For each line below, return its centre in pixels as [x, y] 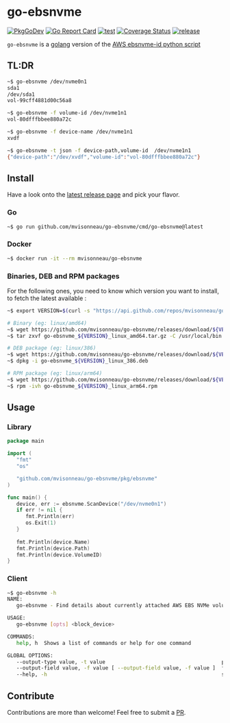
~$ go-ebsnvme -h [32, 593]
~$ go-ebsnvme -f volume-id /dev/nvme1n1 [67, 113]
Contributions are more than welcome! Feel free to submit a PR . [97, 712]
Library [20, 427]
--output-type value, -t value [61, 662]
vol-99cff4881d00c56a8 [39, 101]
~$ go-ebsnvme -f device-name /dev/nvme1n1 [70, 132]
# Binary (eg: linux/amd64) [47, 323]
